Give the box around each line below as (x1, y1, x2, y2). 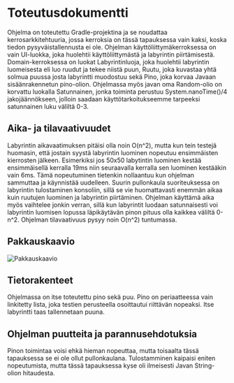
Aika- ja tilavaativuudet (7, 122, 111, 134)
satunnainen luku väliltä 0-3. (7, 102, 89, 110)
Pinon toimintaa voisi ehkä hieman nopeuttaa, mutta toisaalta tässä (7, 347, 199, 355)
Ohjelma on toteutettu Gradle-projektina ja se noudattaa (7, 28, 168, 36)
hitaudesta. (22, 369, 55, 377)
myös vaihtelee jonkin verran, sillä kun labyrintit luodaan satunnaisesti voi (7, 201, 219, 209)
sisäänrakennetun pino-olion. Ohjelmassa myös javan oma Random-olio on (7, 80, 222, 88)
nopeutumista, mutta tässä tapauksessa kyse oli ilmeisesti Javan (7, 361, 193, 370)
